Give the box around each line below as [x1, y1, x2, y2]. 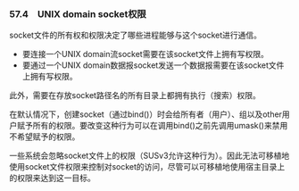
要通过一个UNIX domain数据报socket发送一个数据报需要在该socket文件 [21, 60, 285, 71]
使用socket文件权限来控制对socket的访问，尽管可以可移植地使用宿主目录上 [9, 162, 286, 172]
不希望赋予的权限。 [9, 131, 80, 142]
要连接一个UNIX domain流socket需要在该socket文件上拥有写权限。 [21, 49, 270, 60]
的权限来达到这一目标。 [9, 172, 96, 184]
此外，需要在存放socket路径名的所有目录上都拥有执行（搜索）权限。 [9, 90, 261, 101]
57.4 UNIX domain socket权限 [9, 7, 147, 20]
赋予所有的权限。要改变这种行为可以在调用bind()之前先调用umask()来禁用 [16, 120, 288, 131]
